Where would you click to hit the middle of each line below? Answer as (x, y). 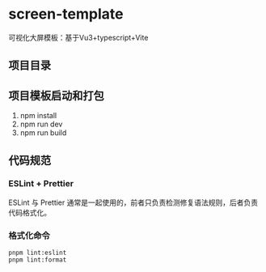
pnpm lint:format (38, 260)
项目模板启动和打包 (56, 95)
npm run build (43, 133)
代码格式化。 (30, 212)
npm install (38, 116)
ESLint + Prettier (41, 184)
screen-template (66, 14)
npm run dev (41, 124)
